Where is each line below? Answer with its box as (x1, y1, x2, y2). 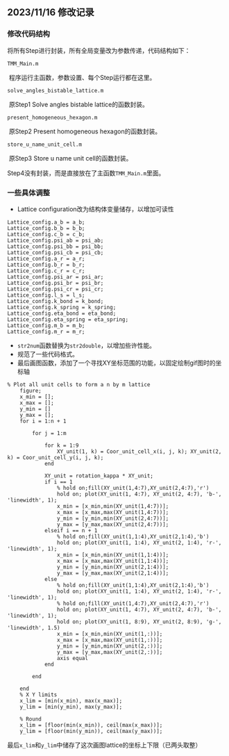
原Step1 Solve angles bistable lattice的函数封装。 (8, 100, 149, 108)
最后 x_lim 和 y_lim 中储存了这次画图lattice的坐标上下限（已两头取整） (7, 741, 202, 749)
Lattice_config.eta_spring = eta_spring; (7, 315, 129, 323)
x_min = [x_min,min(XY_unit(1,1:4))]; (56, 551, 169, 558)
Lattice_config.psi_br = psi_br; (7, 279, 104, 286)
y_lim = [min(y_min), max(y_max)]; (19, 703, 123, 710)
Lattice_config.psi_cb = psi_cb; (7, 249, 104, 256)
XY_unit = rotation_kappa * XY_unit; (44, 472, 154, 479)
